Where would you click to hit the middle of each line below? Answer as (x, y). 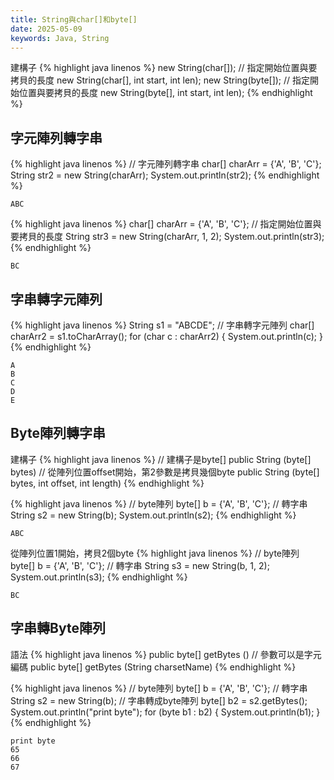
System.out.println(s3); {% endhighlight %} (99, 577)
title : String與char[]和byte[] (74, 19)
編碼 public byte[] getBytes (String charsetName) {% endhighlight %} (153, 667)
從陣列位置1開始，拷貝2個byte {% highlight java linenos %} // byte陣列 (155, 553)
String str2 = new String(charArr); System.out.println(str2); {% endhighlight (165, 175)
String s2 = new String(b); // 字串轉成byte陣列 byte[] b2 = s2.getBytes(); (159, 700)
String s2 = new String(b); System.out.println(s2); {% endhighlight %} (153, 515)
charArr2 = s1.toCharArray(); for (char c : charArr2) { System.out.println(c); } (166, 336)
